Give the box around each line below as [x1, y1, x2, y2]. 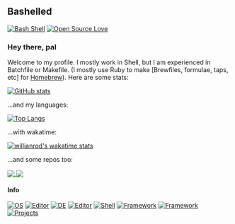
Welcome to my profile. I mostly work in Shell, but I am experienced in [7, 58, 211, 66]
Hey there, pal [7, 42, 57, 52]
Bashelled [7, 6, 52, 18]
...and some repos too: [7, 155, 73, 164]
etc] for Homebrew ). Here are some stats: [7, 73, 129, 82]
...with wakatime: [7, 128, 57, 136]
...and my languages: [7, 100, 69, 109]
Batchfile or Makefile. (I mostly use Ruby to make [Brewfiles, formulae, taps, [7, 66, 229, 74]
